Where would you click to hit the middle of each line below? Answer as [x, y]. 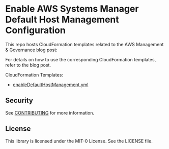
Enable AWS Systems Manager [72, 9]
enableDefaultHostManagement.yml [50, 85]
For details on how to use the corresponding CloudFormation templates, [81, 59]
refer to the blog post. [28, 65]
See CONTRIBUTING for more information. [50, 113]
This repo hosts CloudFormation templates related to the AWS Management [84, 44]
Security [19, 101]
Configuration [36, 30]
